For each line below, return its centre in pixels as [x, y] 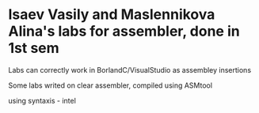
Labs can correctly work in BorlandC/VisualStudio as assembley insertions [130, 70]
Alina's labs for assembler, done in [124, 31]
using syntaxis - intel [42, 100]
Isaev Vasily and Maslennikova [112, 15]
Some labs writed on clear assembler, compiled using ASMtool [110, 85]
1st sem [34, 48]
